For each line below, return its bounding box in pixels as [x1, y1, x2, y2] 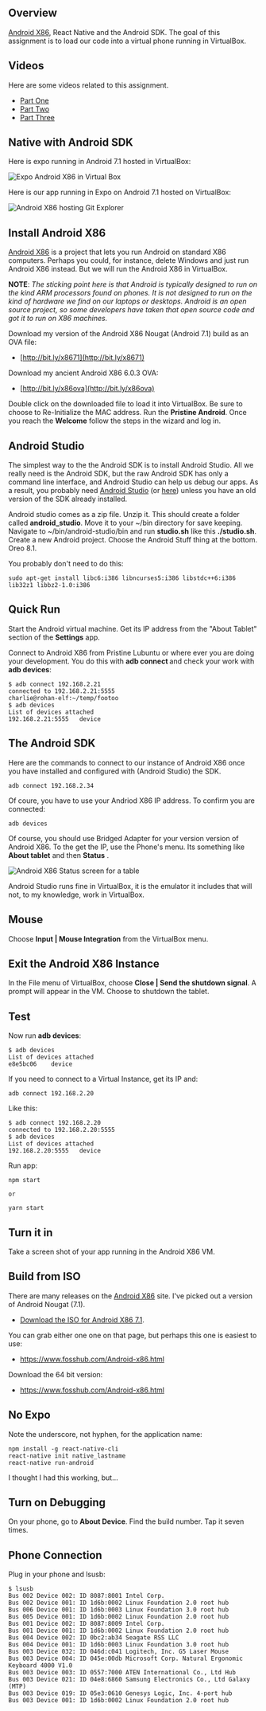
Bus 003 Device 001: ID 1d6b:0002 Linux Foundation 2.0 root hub [8, 1697, 229, 1705]
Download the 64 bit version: [8, 1369, 103, 1379]
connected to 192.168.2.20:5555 [8, 1126, 115, 1134]
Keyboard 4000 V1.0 [8, 1662, 73, 1670]
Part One [19, 96, 49, 105]
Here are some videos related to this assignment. [8, 80, 169, 90]
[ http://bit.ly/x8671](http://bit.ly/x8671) [19, 353, 145, 362]
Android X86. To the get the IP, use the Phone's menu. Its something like [8, 842, 245, 852]
